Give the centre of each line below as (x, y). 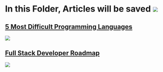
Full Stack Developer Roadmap (52, 53)
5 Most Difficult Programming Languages (69, 27)
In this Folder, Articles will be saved (78, 9)
